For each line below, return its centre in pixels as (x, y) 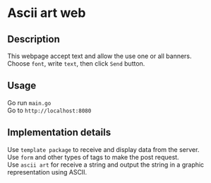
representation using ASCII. (47, 172)
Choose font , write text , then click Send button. (76, 64)
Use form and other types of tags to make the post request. (93, 157)
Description (34, 39)
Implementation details (59, 132)
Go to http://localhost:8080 (49, 110)
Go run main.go (29, 102)
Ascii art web (47, 13)
